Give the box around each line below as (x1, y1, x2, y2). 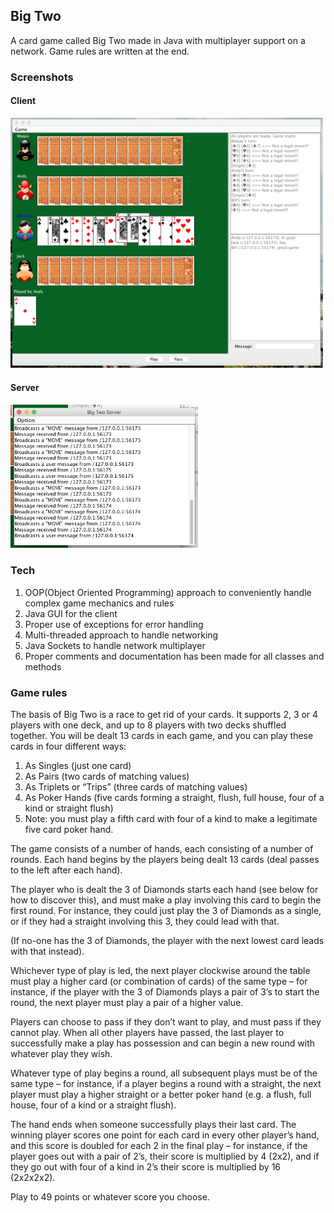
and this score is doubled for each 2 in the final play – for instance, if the (10, 1140, 308, 1152)
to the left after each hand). (10, 864, 123, 876)
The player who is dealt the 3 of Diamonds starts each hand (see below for (10, 884, 319, 896)
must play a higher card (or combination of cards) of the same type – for (10, 975, 308, 988)
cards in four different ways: (10, 740, 127, 753)
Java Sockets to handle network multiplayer (24, 639, 206, 651)
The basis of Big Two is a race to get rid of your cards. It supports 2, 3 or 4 (10, 709, 319, 721)
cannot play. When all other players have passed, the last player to (10, 1027, 285, 1039)
